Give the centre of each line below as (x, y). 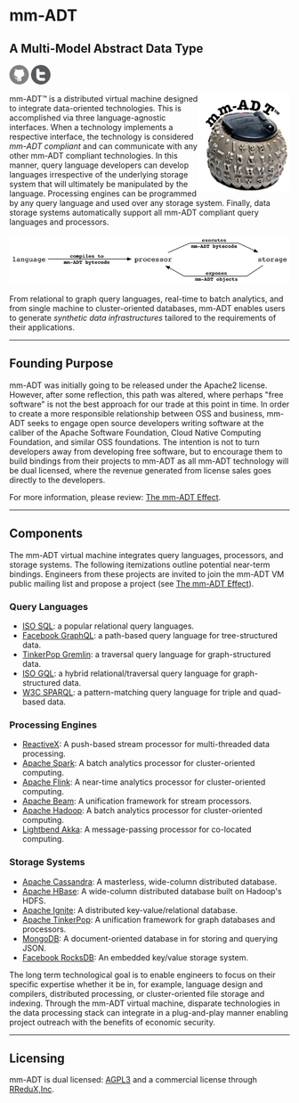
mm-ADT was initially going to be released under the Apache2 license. (138, 385)
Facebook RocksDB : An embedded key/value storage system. (135, 957)
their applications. (42, 327)
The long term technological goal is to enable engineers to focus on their (142, 975)
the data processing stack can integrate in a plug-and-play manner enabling (149, 1012)
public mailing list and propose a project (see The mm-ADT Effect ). (132, 583)
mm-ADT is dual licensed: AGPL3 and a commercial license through (133, 1080)
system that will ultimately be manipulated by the (99, 184)
